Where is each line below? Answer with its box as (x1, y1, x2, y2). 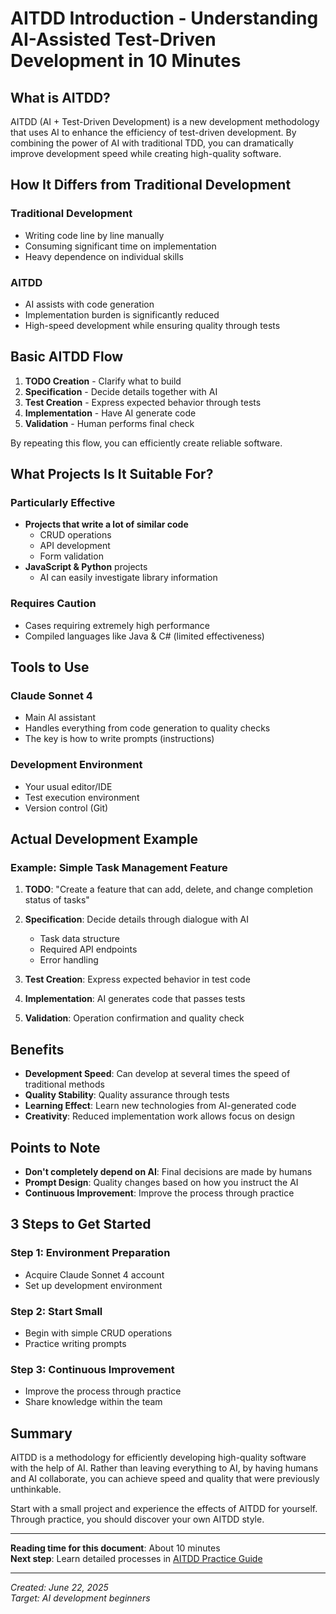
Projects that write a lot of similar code (24, 518, 189, 531)
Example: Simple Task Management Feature (10, 861, 228, 875)
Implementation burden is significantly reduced (24, 308, 220, 321)
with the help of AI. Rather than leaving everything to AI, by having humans (10, 1462, 319, 1474)
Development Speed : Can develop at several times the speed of (24, 1068, 291, 1080)
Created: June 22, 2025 (10, 1582, 109, 1594)
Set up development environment (24, 1279, 163, 1291)
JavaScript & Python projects (24, 561, 148, 573)
